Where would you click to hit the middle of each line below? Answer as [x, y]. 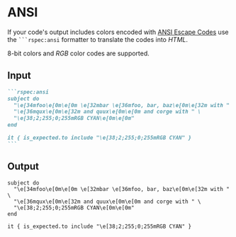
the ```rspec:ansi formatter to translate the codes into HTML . [98, 39]
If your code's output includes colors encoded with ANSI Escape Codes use [118, 32]
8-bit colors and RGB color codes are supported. [79, 53]
